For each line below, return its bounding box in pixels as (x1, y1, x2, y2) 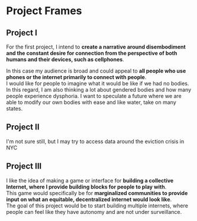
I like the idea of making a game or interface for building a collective (6, 177, 174, 184)
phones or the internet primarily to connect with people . (6, 74, 147, 80)
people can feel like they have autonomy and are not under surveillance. (6, 208, 182, 215)
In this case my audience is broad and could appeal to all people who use (6, 67, 186, 74)
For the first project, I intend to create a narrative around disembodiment (6, 43, 186, 50)
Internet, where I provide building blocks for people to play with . (6, 183, 167, 190)
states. (6, 105, 22, 112)
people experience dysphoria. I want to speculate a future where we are (6, 93, 182, 99)
